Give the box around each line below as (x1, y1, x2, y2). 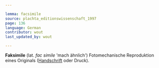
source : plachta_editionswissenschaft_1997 (5, 16, 97, 21)
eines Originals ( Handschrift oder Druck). (5, 58, 89, 63)
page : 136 (5, 21, 26, 26)
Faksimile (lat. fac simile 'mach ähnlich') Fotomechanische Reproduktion (5, 52, 154, 58)
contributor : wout (5, 30, 43, 35)
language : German (5, 25, 41, 30)
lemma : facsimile (5, 11, 41, 16)
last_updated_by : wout (5, 34, 52, 39)
